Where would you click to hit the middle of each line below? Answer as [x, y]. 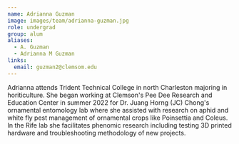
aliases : [20, 41]
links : [17, 61]
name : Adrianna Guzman [41, 14]
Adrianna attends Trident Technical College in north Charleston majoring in [117, 87]
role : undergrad [31, 27]
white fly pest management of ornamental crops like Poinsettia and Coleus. [118, 118]
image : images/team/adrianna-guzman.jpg [68, 21]
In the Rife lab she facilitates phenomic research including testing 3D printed [119, 125]
